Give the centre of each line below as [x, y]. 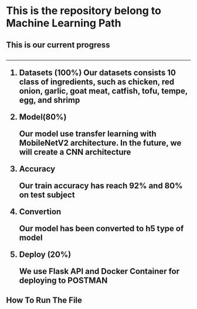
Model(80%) [43, 117]
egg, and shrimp [50, 100]
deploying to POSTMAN [63, 280]
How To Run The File [44, 301]
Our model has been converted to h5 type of [101, 229]
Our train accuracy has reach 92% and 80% [101, 186]
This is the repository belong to [84, 11]
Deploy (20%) [45, 254]
